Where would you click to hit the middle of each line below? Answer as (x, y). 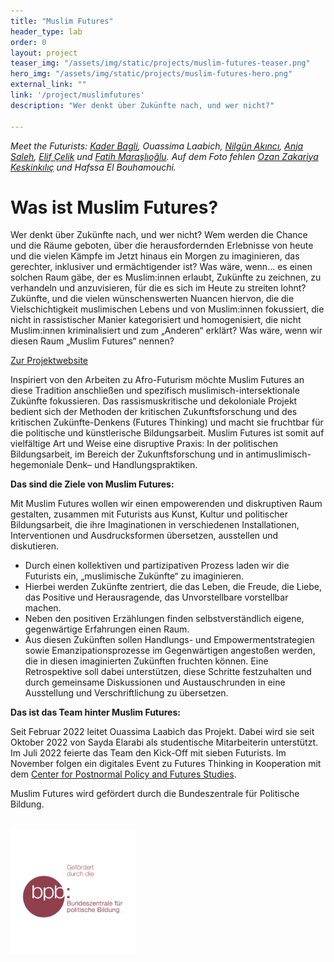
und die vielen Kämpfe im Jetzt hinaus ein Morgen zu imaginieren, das (155, 256)
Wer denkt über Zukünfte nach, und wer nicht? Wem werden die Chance (159, 235)
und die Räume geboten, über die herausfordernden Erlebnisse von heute (162, 246)
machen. (43, 608)
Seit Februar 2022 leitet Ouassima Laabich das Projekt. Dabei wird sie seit (162, 732)
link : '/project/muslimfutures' (77, 95)
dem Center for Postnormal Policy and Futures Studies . (123, 774)
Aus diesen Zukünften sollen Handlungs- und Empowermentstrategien (169, 640)
